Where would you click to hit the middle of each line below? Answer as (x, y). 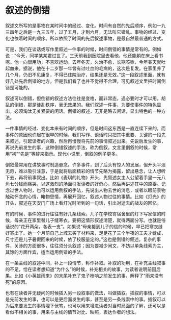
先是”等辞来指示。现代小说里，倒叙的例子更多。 (70, 154)
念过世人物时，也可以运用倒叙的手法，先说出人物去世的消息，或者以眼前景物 (85, 190)
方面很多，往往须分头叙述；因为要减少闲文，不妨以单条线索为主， (96, 245)
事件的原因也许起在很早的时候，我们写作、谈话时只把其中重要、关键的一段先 (85, 134)
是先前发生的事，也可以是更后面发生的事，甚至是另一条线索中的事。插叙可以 (85, 299)
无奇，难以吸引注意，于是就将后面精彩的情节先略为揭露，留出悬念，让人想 (83, 171)
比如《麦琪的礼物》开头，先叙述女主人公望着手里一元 (105, 177)
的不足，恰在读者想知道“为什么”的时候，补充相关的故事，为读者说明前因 (81, 269)
